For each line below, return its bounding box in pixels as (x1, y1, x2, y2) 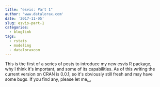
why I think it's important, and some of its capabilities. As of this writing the (5, 66, 155, 72)
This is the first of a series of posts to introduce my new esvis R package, (5, 61, 152, 67)
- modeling (9, 43, 32, 48)
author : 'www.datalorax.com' (5, 12, 64, 16)
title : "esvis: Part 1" (5, 7, 53, 12)
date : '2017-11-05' (5, 16, 45, 21)
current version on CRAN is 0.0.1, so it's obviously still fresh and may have (5, 71, 153, 77)
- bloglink (9, 29, 32, 34)
